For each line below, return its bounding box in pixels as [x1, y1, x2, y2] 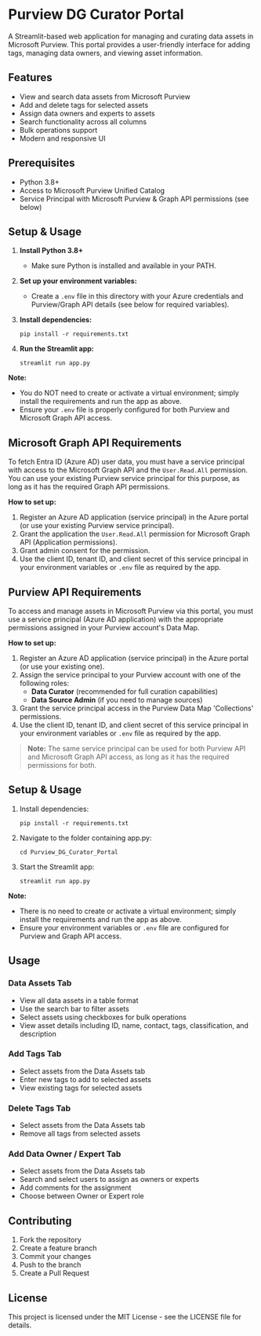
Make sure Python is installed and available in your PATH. [31, 261, 217, 270]
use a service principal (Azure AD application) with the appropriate [8, 615, 223, 624]
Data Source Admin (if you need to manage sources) [31, 696, 203, 704]
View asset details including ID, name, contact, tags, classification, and [19, 1020, 249, 1030]
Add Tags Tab [8, 1048, 62, 1059]
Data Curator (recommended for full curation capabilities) [31, 687, 218, 696]
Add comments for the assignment [19, 1183, 132, 1192]
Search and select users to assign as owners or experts [19, 1175, 200, 1184]
